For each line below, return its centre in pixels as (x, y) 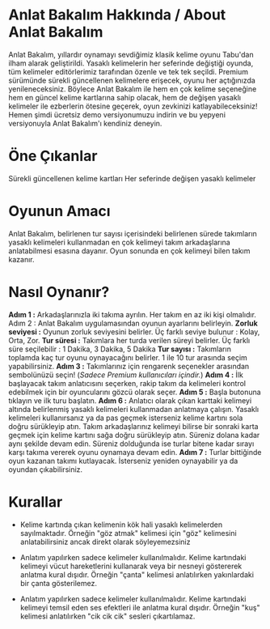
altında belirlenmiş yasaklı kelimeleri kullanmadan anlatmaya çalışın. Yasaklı (134, 409)
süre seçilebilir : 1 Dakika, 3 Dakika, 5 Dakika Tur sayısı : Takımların (120, 349)
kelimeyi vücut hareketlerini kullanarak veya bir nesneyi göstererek (131, 566)
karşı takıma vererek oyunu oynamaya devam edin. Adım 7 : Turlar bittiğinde (135, 452)
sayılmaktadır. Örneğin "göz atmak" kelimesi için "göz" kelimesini (128, 533)
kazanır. (21, 259)
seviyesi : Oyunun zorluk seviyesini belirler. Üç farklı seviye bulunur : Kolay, (134, 331)
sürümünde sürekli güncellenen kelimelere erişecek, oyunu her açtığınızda (132, 80)
